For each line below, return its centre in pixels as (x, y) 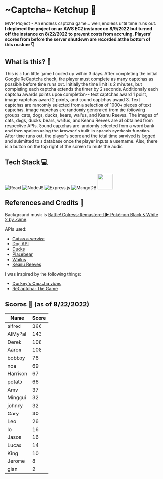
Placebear (22, 254)
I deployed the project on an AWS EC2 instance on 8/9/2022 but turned (79, 28)
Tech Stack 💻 (27, 163)
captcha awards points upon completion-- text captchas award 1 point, (76, 94)
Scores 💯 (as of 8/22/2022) (47, 304)
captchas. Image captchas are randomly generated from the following (75, 110)
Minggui (17, 398)
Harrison (18, 374)
